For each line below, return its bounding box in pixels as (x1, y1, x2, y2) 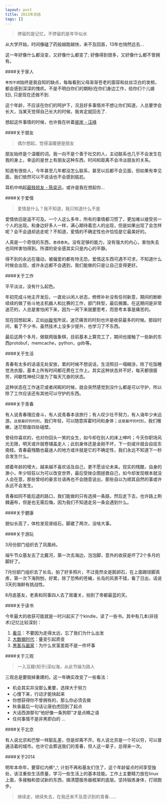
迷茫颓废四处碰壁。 (13, 424, 53, 430)
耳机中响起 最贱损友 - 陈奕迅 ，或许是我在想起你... (5, 185, 105, 191)
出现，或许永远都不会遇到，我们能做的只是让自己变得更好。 (18, 262, 140, 268)
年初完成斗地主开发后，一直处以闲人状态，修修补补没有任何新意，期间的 (5, 294, 153, 300)
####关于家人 (5, 69, 34, 75)
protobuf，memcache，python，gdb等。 (9, 340, 94, 346)
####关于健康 (5, 510, 34, 516)
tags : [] (5, 16, 23, 21)
